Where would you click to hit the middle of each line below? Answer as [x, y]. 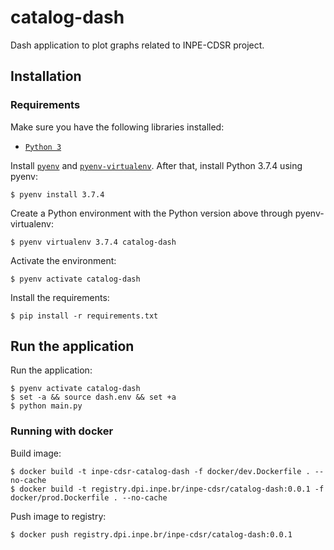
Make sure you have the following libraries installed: [117, 127]
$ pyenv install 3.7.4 [57, 194]
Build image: [36, 453]
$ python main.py [46, 406]
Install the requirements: [60, 297]
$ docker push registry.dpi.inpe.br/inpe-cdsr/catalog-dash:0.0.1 [151, 534]
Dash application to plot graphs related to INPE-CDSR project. [137, 45]
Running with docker [62, 431]
